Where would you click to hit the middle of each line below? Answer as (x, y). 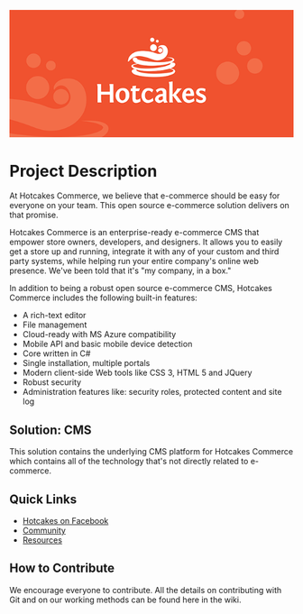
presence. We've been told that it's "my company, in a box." (120, 270)
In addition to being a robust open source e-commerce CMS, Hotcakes (141, 289)
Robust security (52, 382)
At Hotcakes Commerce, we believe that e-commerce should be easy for (145, 196)
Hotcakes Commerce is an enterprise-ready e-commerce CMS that (134, 233)
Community (44, 530)
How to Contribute (62, 568)
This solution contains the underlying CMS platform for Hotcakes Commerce (151, 452)
